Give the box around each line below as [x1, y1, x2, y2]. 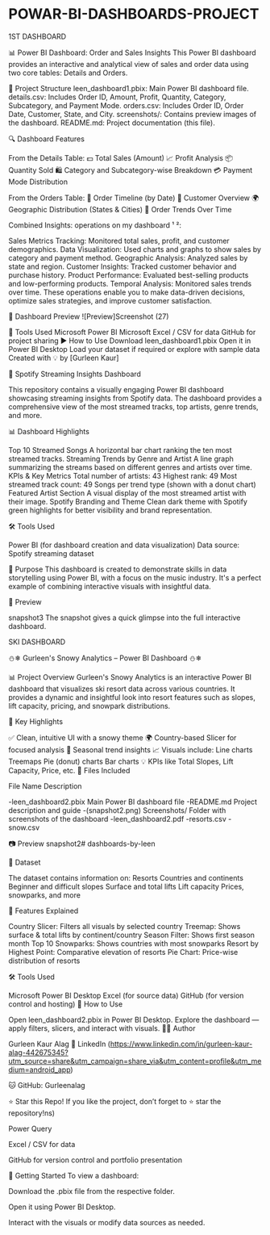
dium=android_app [8, 1065, 71, 1074]
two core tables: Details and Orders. [8, 68, 128, 77]
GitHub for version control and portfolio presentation [8, 1155, 183, 1165]
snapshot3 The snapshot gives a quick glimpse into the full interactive [8, 613, 241, 622]
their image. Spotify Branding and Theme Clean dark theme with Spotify [8, 496, 248, 506]
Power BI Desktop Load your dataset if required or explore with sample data [8, 344, 260, 354]
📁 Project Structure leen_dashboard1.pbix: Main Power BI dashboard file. [8, 83, 249, 93]
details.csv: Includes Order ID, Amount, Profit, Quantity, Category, [8, 92, 226, 102]
